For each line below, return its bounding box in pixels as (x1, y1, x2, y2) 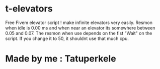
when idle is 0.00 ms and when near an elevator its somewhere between (5, 24, 155, 30)
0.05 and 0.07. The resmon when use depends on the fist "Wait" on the (5, 30, 152, 36)
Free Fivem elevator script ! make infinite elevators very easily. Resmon (5, 19, 152, 25)
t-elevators (5, 3, 53, 14)
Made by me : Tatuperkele (5, 53, 117, 64)
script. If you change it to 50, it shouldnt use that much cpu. (5, 35, 129, 41)
